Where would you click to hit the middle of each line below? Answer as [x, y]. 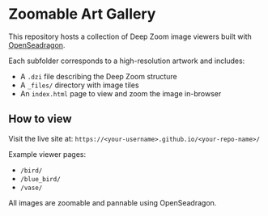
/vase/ [31, 188]
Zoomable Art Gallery [82, 14]
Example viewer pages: [47, 154]
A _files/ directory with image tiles [79, 85]
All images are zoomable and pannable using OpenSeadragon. [113, 202]
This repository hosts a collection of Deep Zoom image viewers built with [130, 36]
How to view [40, 119]
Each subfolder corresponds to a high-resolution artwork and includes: [127, 61]
